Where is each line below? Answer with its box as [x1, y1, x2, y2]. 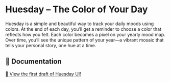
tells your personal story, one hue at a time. [5, 42, 96, 48]
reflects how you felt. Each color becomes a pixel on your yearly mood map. [5, 31, 166, 37]
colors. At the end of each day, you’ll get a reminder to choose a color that [5, 26, 162, 32]
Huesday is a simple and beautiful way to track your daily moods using [5, 20, 154, 27]
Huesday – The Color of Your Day [5, 4, 148, 15]
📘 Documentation [5, 57, 62, 66]
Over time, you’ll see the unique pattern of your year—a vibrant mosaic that [5, 37, 164, 43]
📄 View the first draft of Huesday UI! [5, 71, 82, 77]
